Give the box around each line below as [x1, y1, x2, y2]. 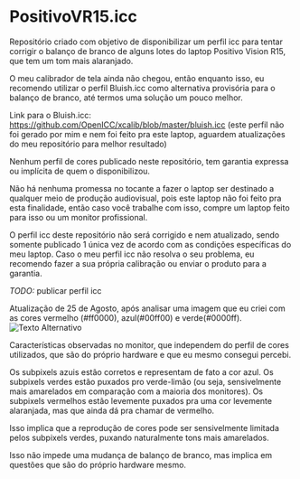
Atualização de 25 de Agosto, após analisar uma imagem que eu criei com [9, 303, 286, 314]
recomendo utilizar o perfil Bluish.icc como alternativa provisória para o [9, 82, 276, 93]
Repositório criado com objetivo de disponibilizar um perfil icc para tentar [9, 36, 283, 47]
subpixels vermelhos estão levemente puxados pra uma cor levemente [9, 395, 273, 406]
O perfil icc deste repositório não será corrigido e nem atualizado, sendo [9, 229, 280, 240]
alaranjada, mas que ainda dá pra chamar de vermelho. [9, 405, 215, 416]
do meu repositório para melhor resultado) [9, 138, 167, 149]
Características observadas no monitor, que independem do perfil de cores [9, 339, 289, 350]
